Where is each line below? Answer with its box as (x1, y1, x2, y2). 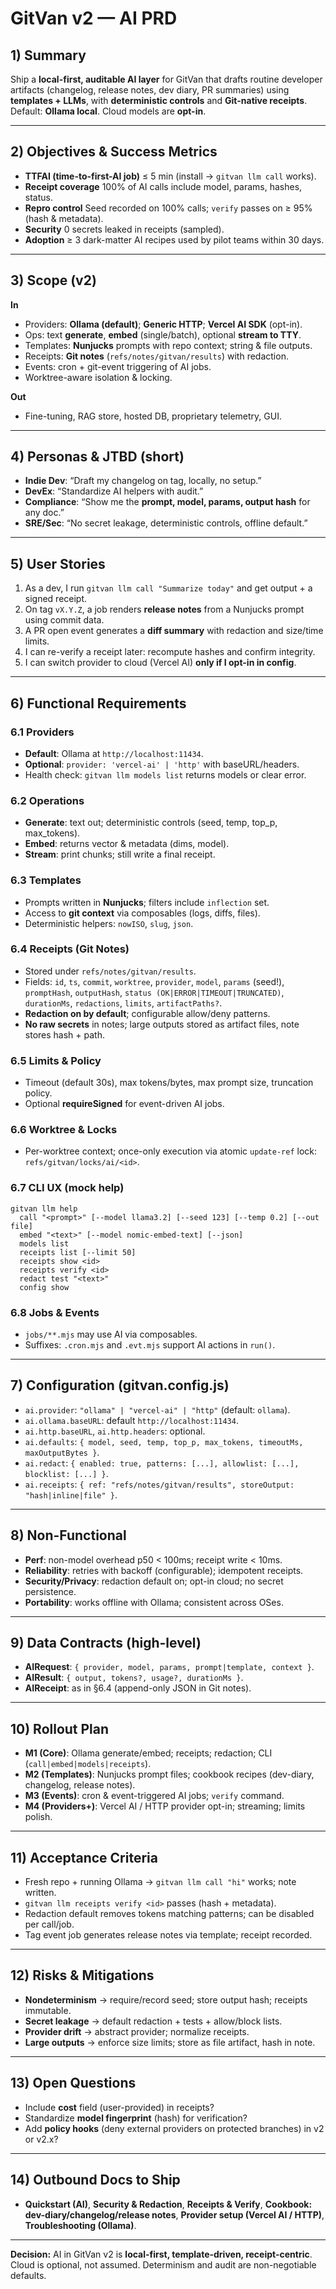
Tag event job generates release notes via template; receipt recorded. (24, 1929, 313, 1941)
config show (19, 1282, 70, 1292)
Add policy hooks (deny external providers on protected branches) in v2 (24, 2122, 325, 2134)
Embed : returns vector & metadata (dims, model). (24, 838, 230, 850)
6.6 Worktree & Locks (10, 1123, 118, 1137)
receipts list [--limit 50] (19, 1247, 137, 1257)
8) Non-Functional (10, 1527, 127, 1544)
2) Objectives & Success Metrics (10, 143, 218, 161)
